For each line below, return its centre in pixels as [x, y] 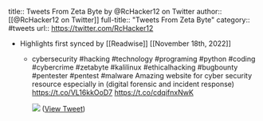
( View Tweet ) [64, 109]
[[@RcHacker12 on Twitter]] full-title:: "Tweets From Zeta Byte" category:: [129, 20]
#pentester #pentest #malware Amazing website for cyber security [142, 76]
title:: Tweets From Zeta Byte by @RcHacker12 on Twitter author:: [115, 11]
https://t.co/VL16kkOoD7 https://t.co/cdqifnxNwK [112, 93]
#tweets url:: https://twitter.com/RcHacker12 [81, 28]
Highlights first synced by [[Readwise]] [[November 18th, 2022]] [125, 43]
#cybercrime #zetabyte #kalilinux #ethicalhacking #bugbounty [135, 67]
